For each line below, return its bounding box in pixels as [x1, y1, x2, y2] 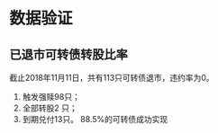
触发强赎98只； [22, 92, 81, 102]
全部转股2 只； [22, 102, 78, 113]
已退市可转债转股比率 [9, 47, 128, 62]
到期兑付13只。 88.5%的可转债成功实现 [22, 114, 168, 124]
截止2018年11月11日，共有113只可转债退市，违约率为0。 [9, 73, 214, 83]
